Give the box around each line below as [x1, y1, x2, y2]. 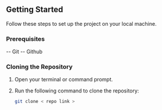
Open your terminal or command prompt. [14, 76, 113, 83]
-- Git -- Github [6, 48, 43, 55]
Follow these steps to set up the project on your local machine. [6, 20, 157, 27]
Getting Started [6, 5, 64, 15]
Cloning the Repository [6, 63, 73, 71]
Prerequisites [6, 35, 45, 43]
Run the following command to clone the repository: [14, 87, 139, 94]
